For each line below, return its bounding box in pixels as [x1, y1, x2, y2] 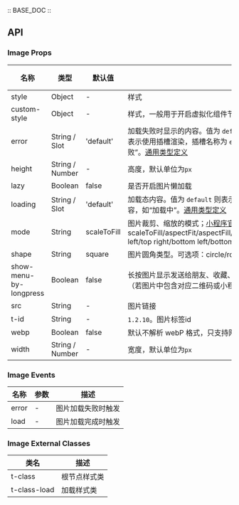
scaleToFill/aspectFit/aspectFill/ [127, 228, 233, 238]
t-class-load [11, 485, 55, 495]
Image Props [7, 48, 52, 58]
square [85, 249, 109, 259]
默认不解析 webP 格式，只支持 [127, 327, 229, 337]
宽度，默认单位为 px [127, 344, 192, 354]
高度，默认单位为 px [127, 164, 192, 174]
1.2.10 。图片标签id [127, 314, 192, 324]
